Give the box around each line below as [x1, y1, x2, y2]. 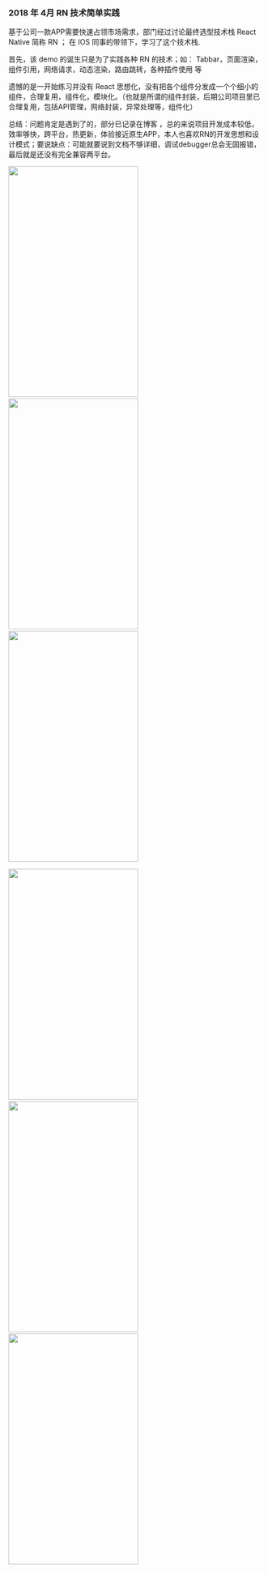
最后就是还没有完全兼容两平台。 [8, 150, 115, 160]
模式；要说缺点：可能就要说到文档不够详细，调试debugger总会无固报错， [15, 139, 262, 149]
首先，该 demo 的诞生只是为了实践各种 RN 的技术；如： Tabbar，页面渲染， [8, 54, 262, 64]
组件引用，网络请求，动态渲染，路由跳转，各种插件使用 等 [8, 65, 202, 75]
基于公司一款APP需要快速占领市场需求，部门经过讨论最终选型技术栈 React [8, 27, 257, 37]
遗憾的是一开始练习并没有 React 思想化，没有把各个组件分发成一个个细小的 [8, 82, 259, 92]
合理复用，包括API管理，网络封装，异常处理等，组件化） [8, 102, 198, 112]
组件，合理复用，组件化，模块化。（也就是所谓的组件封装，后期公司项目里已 [8, 92, 261, 102]
